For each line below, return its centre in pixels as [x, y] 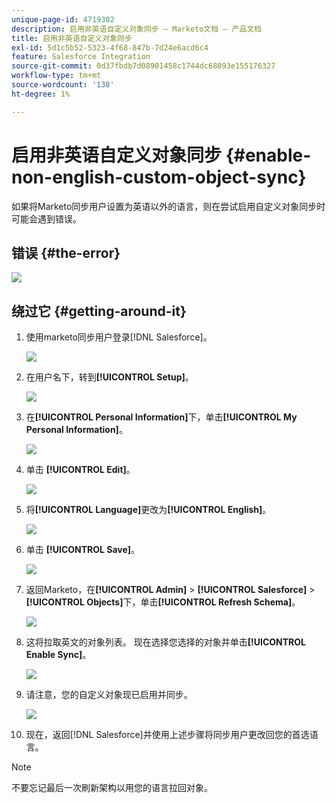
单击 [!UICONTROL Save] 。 [83, 550]
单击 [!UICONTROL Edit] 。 [80, 470]
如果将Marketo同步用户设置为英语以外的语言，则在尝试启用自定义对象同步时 [168, 206]
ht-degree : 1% [41, 94]
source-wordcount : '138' [63, 85]
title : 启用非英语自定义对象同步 [72, 38]
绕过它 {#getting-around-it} [99, 311]
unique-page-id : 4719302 [63, 19]
